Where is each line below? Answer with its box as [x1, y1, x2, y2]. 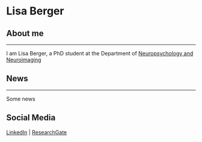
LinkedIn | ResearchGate [6, 128, 67, 136]
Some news [6, 95, 35, 102]
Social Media [6, 113, 56, 123]
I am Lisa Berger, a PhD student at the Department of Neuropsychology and [6, 50, 194, 57]
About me [6, 28, 44, 39]
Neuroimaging [6, 56, 41, 63]
